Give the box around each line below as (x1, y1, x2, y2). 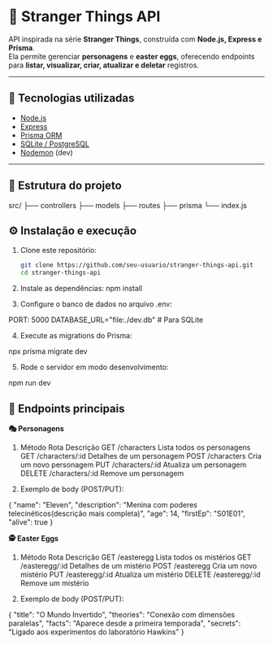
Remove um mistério (19, 577, 89, 588)
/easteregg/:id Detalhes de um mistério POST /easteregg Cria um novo (19, 560, 258, 570)
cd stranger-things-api (19, 268, 102, 277)
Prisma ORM (19, 130, 63, 140)
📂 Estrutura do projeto (8, 179, 122, 193)
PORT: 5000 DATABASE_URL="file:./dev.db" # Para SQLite (8, 315, 204, 325)
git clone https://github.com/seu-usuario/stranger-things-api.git (19, 261, 253, 269)
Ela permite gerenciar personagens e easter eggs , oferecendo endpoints (8, 51, 255, 61)
